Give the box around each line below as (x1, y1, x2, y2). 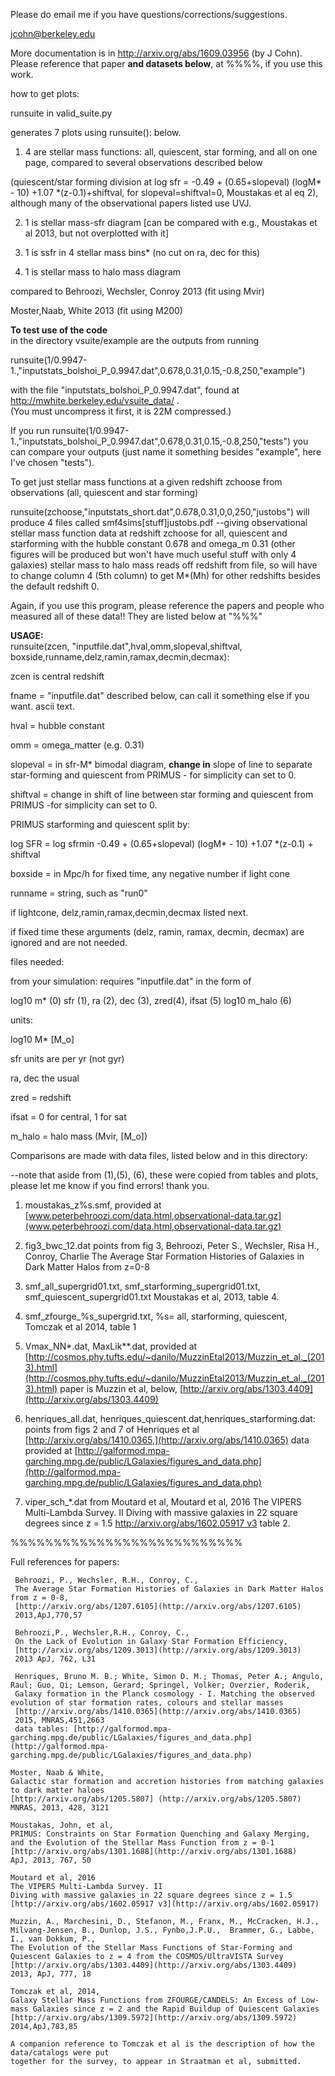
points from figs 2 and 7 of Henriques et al (24, 1424, 200, 1435)
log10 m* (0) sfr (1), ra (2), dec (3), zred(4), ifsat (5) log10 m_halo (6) (10, 995, 292, 1006)
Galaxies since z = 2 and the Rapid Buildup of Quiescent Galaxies (32, 2004, 320, 2014)
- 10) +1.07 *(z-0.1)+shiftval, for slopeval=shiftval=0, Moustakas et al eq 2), (10, 187, 319, 198)
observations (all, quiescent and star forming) (10, 487, 199, 498)
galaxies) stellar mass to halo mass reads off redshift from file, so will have (10, 559, 318, 571)
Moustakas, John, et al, (10, 1820, 114, 1830)
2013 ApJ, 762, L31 (14, 1654, 97, 1664)
